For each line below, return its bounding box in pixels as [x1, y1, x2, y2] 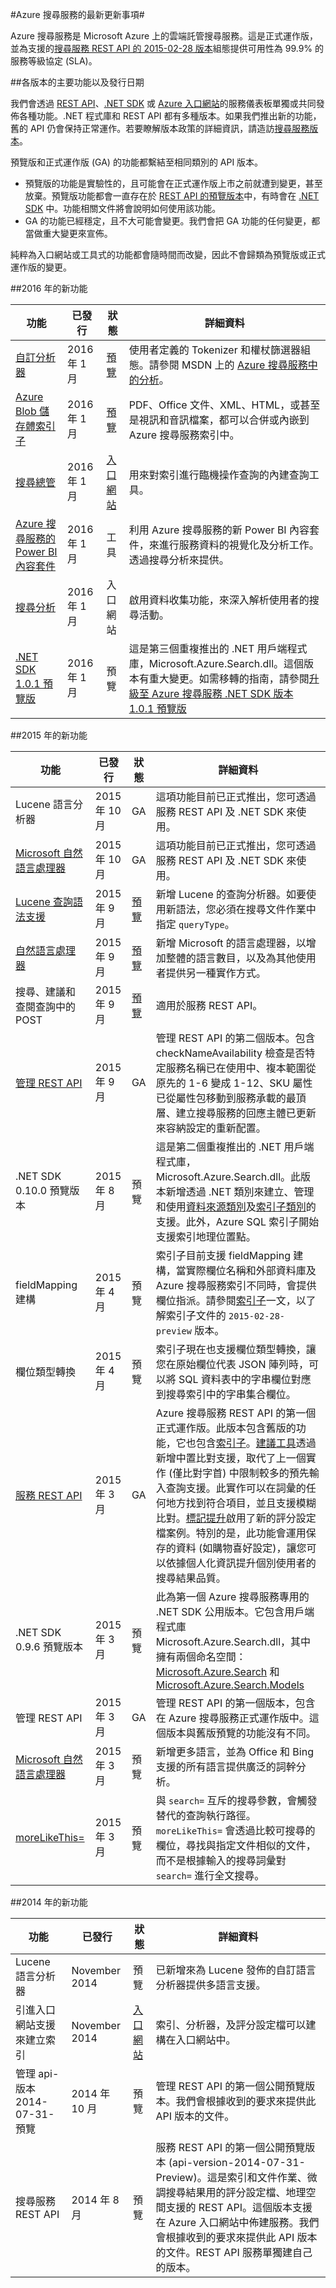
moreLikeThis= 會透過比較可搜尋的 [155, 1824, 316, 1837]
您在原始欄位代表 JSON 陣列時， [155, 1358, 309, 1371]
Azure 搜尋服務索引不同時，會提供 [155, 1279, 317, 1292]
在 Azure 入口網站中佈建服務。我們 [155, 2216, 320, 2229]
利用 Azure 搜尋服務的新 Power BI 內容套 [128, 523, 320, 537]
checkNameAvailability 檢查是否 [155, 1046, 306, 1060]
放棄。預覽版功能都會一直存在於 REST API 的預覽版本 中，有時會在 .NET [24, 190, 320, 202]
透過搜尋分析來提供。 [128, 553, 230, 567]
